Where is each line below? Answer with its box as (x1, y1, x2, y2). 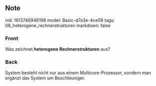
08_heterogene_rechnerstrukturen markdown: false (5, 22, 111, 28)
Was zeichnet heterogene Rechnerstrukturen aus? (5, 46, 110, 52)
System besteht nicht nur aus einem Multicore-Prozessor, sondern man (5, 70, 152, 76)
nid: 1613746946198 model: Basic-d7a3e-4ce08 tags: (5, 17, 115, 23)
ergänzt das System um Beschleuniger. (5, 75, 85, 81)
